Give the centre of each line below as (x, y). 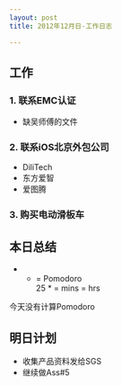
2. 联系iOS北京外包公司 (59, 148)
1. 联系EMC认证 (43, 100)
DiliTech (37, 167)
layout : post (34, 18)
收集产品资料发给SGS (62, 362)
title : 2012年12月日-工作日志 (61, 26)
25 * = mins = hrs (68, 288)
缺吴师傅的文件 (50, 121)
